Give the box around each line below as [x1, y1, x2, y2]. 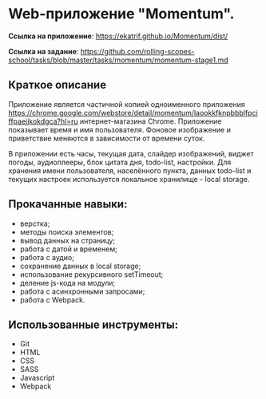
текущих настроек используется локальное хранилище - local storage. [8, 174, 250, 184]
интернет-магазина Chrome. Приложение [79, 117, 222, 126]
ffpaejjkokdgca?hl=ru [8, 117, 78, 126]
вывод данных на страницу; [19, 235, 116, 245]
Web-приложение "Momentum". [8, 5, 235, 23]
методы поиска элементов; [19, 227, 114, 236]
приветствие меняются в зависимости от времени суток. [8, 133, 205, 143]
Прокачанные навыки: [8, 197, 128, 211]
